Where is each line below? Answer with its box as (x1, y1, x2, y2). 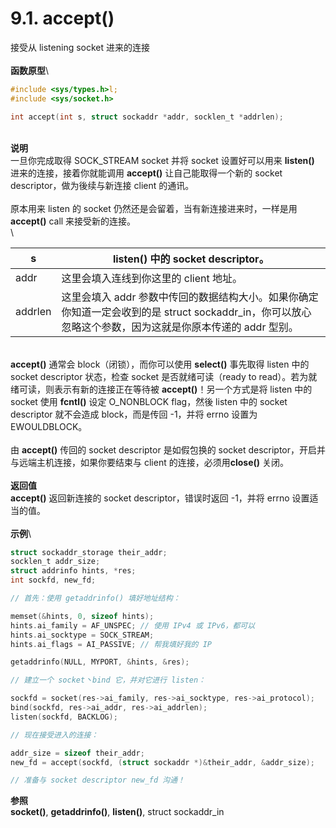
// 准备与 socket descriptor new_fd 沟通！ (10, 775, 185, 786)
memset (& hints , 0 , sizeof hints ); (10, 611, 155, 621)
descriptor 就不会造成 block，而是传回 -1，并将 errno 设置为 (10, 408, 258, 420)
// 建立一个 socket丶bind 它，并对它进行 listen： (10, 675, 207, 686)
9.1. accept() (10, 7, 115, 30)
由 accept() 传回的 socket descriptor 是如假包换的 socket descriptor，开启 (10, 443, 318, 456)
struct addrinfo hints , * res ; (10, 566, 137, 576)
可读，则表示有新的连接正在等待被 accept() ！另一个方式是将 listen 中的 (18, 383, 313, 395)
